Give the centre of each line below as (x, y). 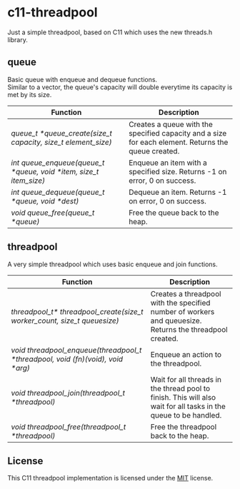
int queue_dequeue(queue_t (58, 192)
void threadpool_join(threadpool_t (68, 393)
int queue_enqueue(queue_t (58, 163)
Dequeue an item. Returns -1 (177, 192)
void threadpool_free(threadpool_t (69, 427)
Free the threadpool (184, 427)
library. (18, 39)
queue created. (154, 151)
